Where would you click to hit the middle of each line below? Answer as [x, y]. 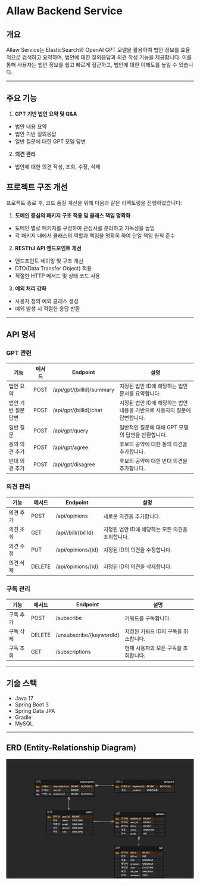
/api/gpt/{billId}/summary [84, 389]
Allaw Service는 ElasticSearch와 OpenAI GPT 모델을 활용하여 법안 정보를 [93, 50]
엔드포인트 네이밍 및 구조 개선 [49, 261]
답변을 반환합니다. [146, 434]
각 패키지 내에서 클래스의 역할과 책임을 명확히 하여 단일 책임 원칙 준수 [95, 235]
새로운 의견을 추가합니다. [132, 516]
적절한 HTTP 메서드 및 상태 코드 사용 [57, 276]
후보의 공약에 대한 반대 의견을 [153, 461]
